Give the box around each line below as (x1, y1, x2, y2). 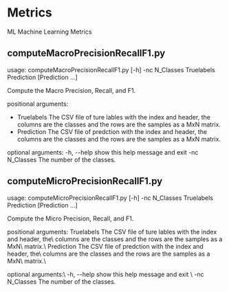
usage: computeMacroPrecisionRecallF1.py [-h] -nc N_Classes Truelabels (7, 65, 215, 74)
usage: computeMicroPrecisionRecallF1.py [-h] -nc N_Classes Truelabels (7, 194, 214, 202)
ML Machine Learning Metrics (7, 27, 92, 36)
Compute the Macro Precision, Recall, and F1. (7, 86, 136, 94)
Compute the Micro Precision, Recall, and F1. (7, 214, 134, 223)
